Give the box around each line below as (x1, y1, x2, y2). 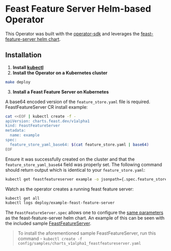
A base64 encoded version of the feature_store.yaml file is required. (5, 99, 151, 105)
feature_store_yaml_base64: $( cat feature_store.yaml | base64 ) (10, 142, 149, 147)
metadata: (5, 128, 26, 133)
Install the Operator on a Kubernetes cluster (12, 70, 108, 76)
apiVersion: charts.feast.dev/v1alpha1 (5, 118, 90, 123)
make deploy (5, 79, 31, 84)
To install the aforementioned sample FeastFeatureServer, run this (17, 230, 156, 236)
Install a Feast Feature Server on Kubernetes (12, 88, 109, 95)
